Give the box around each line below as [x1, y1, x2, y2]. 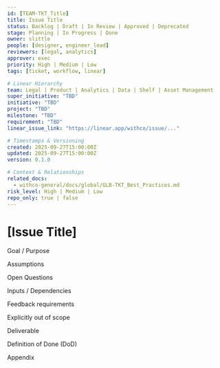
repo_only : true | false [7, 194, 78, 202]
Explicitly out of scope [7, 314, 70, 322]
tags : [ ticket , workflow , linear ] [7, 67, 107, 74]
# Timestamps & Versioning [7, 137, 85, 144]
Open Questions [7, 273, 54, 282]
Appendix [7, 354, 34, 362]
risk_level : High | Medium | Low [7, 188, 103, 195]
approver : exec [7, 55, 51, 62]
